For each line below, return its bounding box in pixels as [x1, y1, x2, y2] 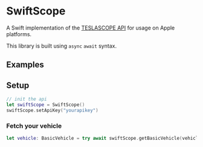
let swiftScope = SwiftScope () [6, 102, 85, 108]
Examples [6, 60, 44, 70]
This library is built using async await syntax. [6, 42, 117, 49]
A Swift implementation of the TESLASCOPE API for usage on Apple [6, 24, 175, 31]
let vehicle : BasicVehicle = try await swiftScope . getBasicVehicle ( [6, 136, 182, 142]
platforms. [6, 30, 32, 37]
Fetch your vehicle [6, 122, 62, 130]
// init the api [6, 96, 47, 102]
